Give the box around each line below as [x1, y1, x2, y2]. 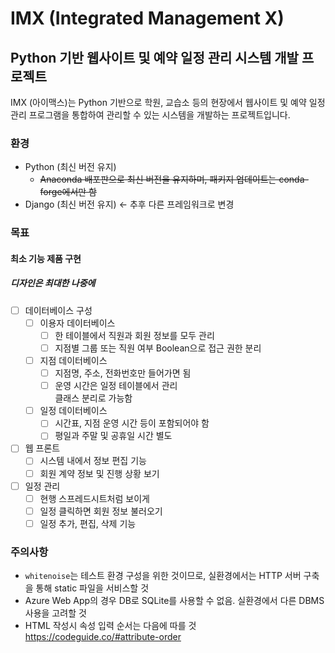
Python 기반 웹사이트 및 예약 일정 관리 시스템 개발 [10, 49, 299, 66]
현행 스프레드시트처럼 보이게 [39, 492, 150, 504]
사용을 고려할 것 [24, 607, 87, 619]
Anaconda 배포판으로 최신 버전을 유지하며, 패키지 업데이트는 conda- [39, 173, 309, 186]
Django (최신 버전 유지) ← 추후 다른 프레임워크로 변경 [24, 198, 235, 211]
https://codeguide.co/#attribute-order [24, 631, 182, 643]
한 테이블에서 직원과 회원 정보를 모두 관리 [54, 329, 215, 341]
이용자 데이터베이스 [39, 317, 116, 329]
